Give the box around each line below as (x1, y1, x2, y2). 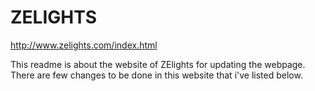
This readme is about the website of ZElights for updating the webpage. (10, 58, 306, 70)
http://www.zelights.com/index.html (10, 39, 158, 51)
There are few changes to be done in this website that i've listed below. (10, 69, 303, 81)
